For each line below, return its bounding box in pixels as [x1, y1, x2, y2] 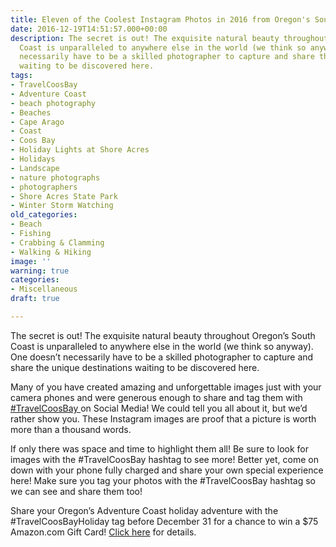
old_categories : [10, 210, 78, 220]
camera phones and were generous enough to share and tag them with [10, 391, 303, 403]
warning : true [10, 266, 70, 276]
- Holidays [10, 154, 56, 164]
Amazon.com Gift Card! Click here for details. [10, 526, 197, 538]
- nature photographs [10, 172, 101, 183]
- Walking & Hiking [10, 247, 92, 257]
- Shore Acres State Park [10, 191, 118, 201]
